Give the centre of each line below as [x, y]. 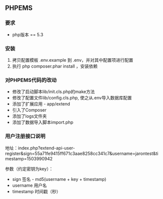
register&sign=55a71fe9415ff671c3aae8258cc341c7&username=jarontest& [81, 153]
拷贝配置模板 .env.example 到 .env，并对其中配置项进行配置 [73, 60]
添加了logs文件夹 [29, 116]
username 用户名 [29, 185]
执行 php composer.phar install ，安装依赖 [55, 66]
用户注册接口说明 [25, 136]
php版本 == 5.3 [27, 34]
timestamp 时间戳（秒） [36, 191]
